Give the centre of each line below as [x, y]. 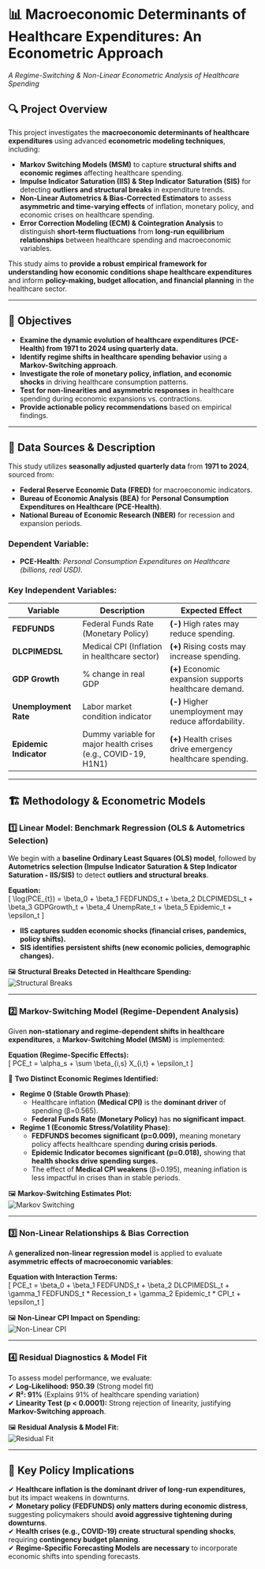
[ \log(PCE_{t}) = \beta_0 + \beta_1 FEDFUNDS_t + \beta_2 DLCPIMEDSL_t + [131, 898]
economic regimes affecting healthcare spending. [101, 173]
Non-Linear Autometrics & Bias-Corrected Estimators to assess [125, 198]
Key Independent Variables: [63, 590]
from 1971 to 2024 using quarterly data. [112, 348]
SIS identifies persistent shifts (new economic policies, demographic [135, 947]
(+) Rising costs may [207, 646]
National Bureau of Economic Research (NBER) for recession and [127, 515]
